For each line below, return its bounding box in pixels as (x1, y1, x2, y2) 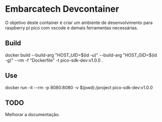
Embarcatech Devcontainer (5, 3, 119, 15)
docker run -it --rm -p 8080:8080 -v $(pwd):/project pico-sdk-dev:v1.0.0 (5, 84, 153, 90)
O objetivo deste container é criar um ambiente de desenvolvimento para (5, 20, 153, 25)
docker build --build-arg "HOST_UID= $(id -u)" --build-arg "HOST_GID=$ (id (5, 52, 157, 58)
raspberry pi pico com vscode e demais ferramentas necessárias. (5, 24, 138, 30)
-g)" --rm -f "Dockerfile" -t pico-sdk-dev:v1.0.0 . (5, 57, 103, 63)
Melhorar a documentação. (5, 112, 60, 118)
